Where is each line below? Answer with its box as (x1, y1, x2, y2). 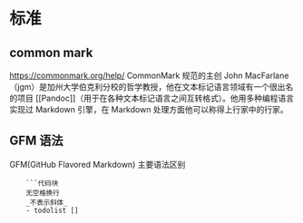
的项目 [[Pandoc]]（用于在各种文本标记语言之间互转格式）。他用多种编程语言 (9, 92, 295, 103)
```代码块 (25, 179, 59, 188)
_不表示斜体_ (25, 198, 68, 207)
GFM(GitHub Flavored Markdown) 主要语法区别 (9, 159, 186, 170)
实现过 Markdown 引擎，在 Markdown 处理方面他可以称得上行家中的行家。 (9, 104, 288, 114)
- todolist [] (25, 206, 79, 215)
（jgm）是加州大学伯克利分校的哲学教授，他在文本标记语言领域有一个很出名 (9, 82, 294, 92)
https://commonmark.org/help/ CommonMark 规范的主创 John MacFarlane (9, 70, 289, 81)
